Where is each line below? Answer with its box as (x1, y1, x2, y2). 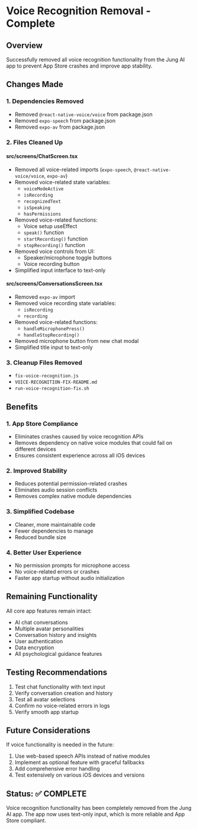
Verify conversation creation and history (14, 689, 113, 697)
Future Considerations (6, 725, 91, 735)
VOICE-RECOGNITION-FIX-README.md (14, 379, 98, 386)
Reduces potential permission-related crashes (14, 480, 128, 487)
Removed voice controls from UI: (14, 248, 95, 255)
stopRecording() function (23, 241, 86, 248)
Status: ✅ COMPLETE (6, 789, 87, 799)
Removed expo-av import (14, 293, 76, 300)
